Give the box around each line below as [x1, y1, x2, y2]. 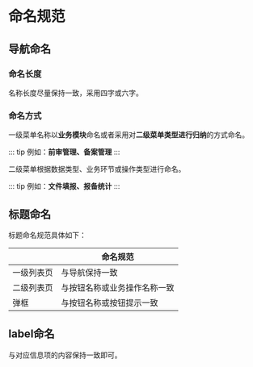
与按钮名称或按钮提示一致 [61, 297, 159, 308]
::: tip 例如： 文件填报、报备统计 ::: [8, 181, 120, 191]
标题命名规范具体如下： [8, 230, 86, 240]
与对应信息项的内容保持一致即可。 [8, 350, 122, 360]
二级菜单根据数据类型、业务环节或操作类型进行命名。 [8, 165, 186, 174]
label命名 [8, 327, 55, 341]
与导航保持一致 [61, 267, 119, 278]
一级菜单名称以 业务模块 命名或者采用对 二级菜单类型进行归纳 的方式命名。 [8, 130, 249, 140]
